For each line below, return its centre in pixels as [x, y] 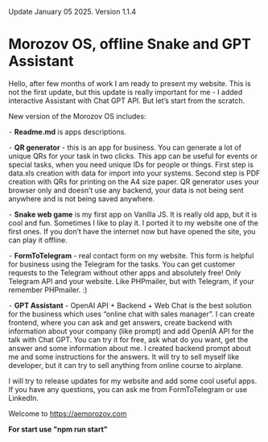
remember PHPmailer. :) [48, 290]
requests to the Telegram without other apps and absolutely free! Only [125, 272]
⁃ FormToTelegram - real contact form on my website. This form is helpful [131, 255]
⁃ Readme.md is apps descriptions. [68, 131]
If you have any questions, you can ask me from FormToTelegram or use [128, 389]
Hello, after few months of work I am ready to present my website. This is [130, 83]
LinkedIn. [23, 398]
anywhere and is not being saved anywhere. [82, 198]
